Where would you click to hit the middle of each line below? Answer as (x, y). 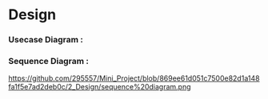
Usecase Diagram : (46, 40)
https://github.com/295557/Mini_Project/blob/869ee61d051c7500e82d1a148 (134, 78)
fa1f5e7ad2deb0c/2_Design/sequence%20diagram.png (100, 87)
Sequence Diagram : (49, 61)
